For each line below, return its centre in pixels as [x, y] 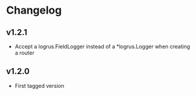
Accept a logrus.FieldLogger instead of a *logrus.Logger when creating [102, 46]
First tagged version [39, 85]
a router [24, 53]
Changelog [34, 10]
